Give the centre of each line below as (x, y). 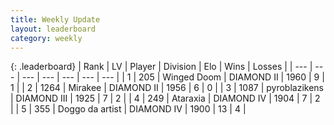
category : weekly (46, 38)
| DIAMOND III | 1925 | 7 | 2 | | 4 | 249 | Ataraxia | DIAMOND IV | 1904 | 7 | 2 (165, 98)
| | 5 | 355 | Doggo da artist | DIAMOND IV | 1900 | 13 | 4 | (128, 109)
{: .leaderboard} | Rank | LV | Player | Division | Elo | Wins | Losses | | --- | (161, 67)
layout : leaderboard (53, 29)
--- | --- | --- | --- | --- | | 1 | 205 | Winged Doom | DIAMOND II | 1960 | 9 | (173, 77)
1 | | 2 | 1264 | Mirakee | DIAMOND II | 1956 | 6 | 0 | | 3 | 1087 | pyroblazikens (167, 88)
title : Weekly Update (55, 19)
